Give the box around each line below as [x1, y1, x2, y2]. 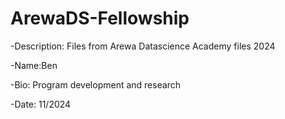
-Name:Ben [10, 59, 58, 71]
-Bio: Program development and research [10, 78, 182, 91]
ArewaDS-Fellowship [10, 7, 190, 30]
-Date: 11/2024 [10, 98, 72, 110]
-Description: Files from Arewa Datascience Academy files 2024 [10, 40, 276, 52]
